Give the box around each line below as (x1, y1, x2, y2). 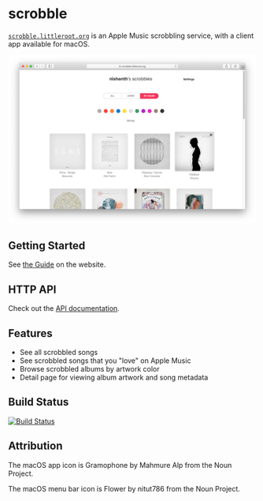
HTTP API (8, 282, 57, 296)
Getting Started (8, 238, 86, 252)
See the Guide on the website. (8, 260, 106, 269)
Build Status (8, 395, 69, 409)
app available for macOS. (8, 39, 91, 48)
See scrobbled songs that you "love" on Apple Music (19, 356, 191, 365)
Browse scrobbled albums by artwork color (19, 364, 160, 373)
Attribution (8, 439, 63, 453)
